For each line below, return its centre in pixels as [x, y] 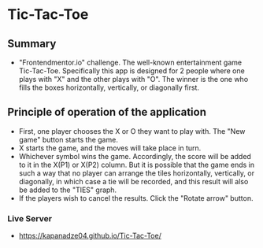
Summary [32, 44]
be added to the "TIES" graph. [68, 190]
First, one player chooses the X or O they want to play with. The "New [132, 131]
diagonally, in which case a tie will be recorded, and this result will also [133, 181]
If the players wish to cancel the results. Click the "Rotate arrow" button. [136, 198]
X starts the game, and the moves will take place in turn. [110, 148]
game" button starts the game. [69, 139]
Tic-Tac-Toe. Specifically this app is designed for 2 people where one [131, 71]
